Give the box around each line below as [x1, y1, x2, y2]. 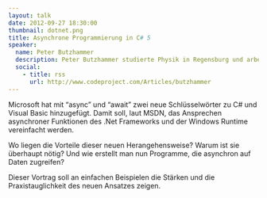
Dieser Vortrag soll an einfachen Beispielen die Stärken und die [8, 172, 215, 182]
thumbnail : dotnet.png [8, 26, 83, 34]
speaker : [8, 41, 37, 49]
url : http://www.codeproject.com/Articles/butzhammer [29, 78, 212, 86]
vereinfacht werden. [8, 124, 74, 135]
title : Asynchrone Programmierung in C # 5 [8, 33, 151, 42]
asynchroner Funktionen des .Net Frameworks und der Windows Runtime [8, 116, 249, 126]
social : [15, 63, 41, 71]
